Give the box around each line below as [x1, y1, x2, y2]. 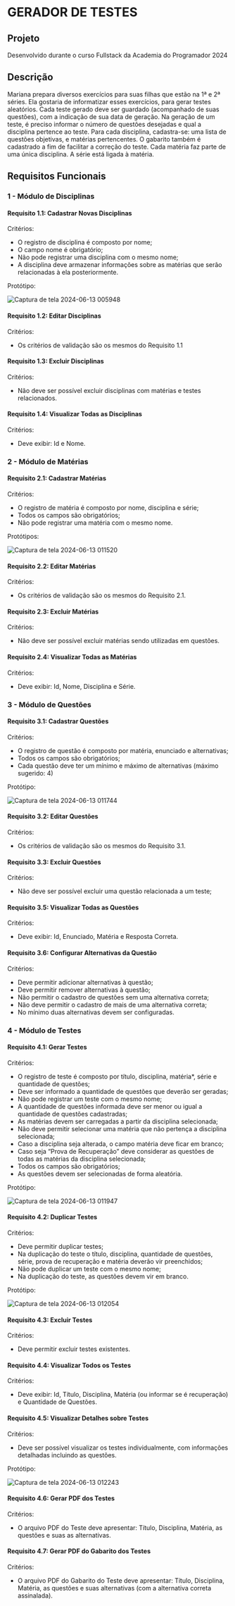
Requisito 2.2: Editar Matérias [7, 561, 96, 571]
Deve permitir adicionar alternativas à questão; [17, 978, 153, 986]
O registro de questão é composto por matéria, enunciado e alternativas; [17, 746, 229, 754]
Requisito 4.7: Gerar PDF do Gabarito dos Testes [7, 1547, 151, 1555]
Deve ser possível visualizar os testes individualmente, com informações [17, 1443, 229, 1452]
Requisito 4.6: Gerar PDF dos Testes [7, 1494, 115, 1502]
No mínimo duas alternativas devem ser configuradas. [17, 1008, 174, 1016]
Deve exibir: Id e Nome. [17, 439, 86, 447]
